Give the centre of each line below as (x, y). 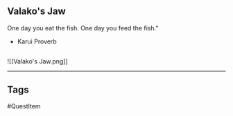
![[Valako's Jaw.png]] (37, 61)
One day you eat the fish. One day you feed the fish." (83, 28)
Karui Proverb (37, 41)
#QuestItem (24, 106)
